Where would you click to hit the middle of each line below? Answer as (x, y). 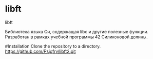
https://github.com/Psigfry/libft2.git (40, 51)
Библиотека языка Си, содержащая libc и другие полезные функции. (77, 31)
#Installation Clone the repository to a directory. (53, 46)
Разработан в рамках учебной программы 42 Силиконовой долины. (76, 37)
